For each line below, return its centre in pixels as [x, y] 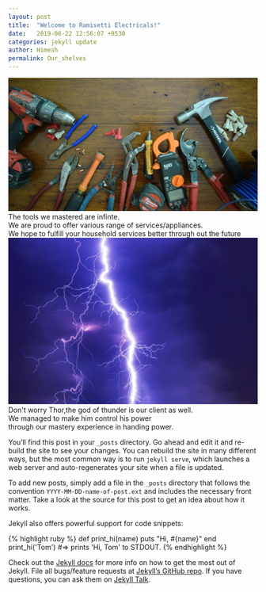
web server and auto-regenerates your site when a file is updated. [116, 468]
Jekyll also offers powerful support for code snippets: [96, 524]
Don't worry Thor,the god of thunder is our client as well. [101, 410]
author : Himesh [33, 50]
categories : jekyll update [53, 42]
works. [19, 508]
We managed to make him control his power [80, 418]
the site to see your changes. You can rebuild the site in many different [141, 451]
